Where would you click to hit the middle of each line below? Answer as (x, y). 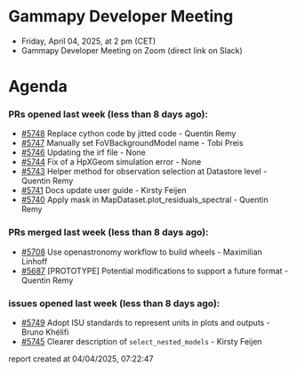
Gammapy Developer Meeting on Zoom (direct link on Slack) (132, 50)
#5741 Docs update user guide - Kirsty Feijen (104, 191)
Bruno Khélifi (45, 332)
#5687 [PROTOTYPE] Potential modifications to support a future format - (155, 271)
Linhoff (34, 261)
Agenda (38, 87)
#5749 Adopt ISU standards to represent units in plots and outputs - (145, 323)
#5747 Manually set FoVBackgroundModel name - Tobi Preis (132, 143)
